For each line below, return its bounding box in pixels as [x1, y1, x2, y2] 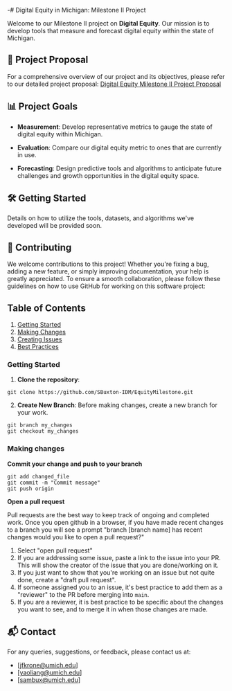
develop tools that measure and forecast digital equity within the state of [7, 27, 214, 35]
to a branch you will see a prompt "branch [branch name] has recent [7, 526, 203, 534]
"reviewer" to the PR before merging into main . [17, 590, 150, 598]
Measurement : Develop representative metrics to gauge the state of [17, 123, 213, 131]
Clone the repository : [17, 375, 80, 384]
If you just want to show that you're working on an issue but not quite [17, 568, 215, 577]
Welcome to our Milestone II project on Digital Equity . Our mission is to [7, 19, 210, 27]
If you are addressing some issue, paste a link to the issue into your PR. [17, 553, 221, 562]
